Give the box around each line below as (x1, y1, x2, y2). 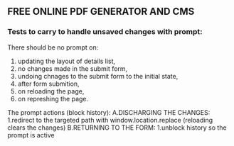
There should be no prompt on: (7, 43, 99, 52)
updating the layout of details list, (17, 57, 116, 65)
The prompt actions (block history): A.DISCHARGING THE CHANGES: (7, 108, 211, 116)
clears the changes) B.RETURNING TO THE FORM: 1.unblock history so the (7, 123, 227, 132)
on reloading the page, (17, 86, 85, 95)
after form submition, (17, 79, 80, 88)
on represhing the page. (17, 94, 89, 103)
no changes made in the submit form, (17, 64, 128, 73)
